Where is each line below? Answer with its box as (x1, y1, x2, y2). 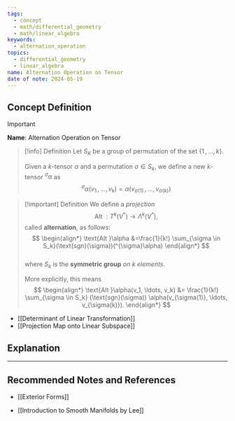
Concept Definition (7, 101, 92, 113)
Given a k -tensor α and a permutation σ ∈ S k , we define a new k (24, 162, 211, 172)
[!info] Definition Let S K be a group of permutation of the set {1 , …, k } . (24, 147, 224, 157)
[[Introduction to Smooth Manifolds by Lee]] (17, 406, 145, 414)
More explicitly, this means (24, 275, 102, 284)
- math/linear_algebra (13, 29, 80, 37)
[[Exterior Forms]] (17, 392, 69, 401)
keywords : (7, 36, 36, 43)
